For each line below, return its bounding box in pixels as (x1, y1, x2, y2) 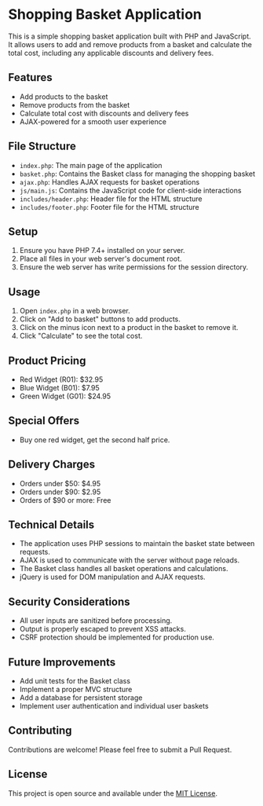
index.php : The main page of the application (19, 160, 163, 170)
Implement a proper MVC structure (19, 685, 133, 694)
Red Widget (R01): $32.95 (19, 375, 104, 384)
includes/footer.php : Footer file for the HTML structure (19, 202, 200, 211)
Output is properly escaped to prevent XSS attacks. (19, 625, 186, 634)
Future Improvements (8, 655, 116, 669)
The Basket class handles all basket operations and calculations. (19, 564, 228, 573)
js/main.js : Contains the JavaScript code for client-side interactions (19, 185, 242, 195)
